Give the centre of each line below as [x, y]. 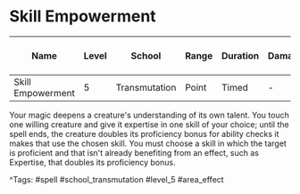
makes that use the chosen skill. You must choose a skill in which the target [148, 143]
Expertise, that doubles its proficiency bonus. [92, 162]
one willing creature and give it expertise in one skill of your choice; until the [149, 124]
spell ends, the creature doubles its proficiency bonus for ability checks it [144, 133]
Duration [241, 55]
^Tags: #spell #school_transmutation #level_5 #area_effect [117, 179]
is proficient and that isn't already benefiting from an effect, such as [134, 152]
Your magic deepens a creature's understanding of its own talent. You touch [150, 115]
